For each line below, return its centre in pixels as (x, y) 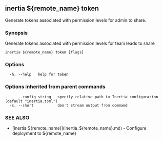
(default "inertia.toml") (31, 101)
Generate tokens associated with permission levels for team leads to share (80, 43)
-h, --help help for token (39, 75)
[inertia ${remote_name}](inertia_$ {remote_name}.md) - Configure (79, 128)
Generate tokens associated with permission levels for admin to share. (76, 20)
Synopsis (16, 33)
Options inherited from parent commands (55, 87)
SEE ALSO (17, 118)
